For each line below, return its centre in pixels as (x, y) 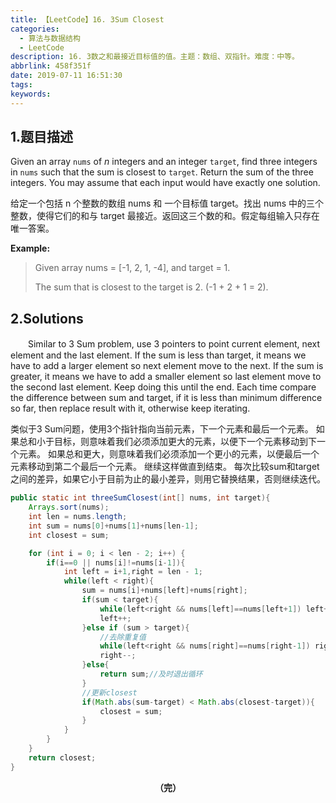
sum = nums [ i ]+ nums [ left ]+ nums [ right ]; (164, 591)
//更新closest (109, 692)
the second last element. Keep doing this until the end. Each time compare (163, 387)
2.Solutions (47, 318)
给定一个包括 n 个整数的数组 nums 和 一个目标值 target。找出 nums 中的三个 (167, 203)
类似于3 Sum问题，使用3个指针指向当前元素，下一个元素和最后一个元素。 (162, 429)
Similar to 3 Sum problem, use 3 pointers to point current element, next (174, 344)
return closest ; (62, 757)
